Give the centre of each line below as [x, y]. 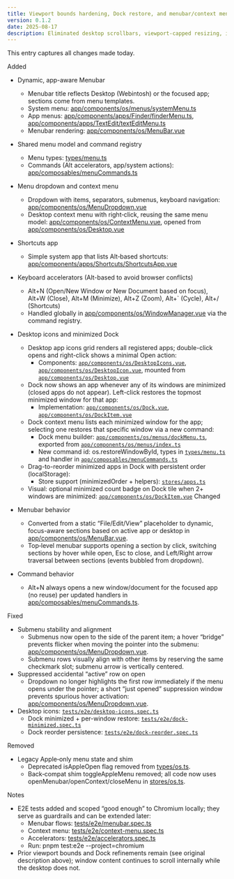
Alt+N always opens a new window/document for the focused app [123, 588]
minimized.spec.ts [54, 725]
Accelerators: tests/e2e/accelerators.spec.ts [92, 838]
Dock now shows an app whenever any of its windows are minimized [127, 385]
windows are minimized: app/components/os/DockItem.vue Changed [124, 496]
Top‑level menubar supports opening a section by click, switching [122, 546]
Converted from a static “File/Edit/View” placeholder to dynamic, [120, 523]
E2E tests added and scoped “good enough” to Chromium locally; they [118, 808]
